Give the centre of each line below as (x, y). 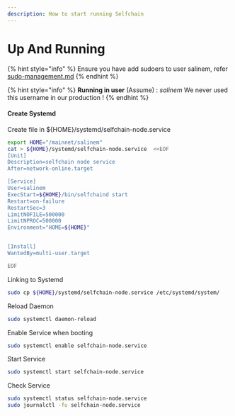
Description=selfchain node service (61, 162)
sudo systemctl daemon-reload (52, 319)
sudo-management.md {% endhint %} (63, 76)
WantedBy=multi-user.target (49, 253)
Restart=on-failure (36, 201)
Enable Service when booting (50, 332)
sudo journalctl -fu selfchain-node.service (74, 405)
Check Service (29, 386)
